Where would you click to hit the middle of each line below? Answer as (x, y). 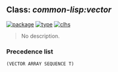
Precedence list (30, 52)
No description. (40, 36)
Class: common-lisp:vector (59, 10)
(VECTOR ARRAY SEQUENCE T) (40, 64)
